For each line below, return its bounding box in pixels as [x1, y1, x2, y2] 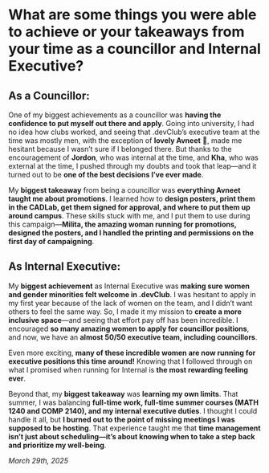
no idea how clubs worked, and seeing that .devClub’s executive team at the [8, 127, 260, 137]
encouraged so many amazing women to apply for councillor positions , [8, 324, 250, 333]
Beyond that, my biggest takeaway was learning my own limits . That [8, 389, 238, 398]
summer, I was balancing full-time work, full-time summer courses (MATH [8, 398, 259, 407]
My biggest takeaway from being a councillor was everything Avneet [8, 186, 241, 194]
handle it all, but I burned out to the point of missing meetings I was [8, 414, 235, 424]
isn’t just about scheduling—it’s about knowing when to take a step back [8, 431, 255, 441]
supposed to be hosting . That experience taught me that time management [8, 423, 261, 433]
